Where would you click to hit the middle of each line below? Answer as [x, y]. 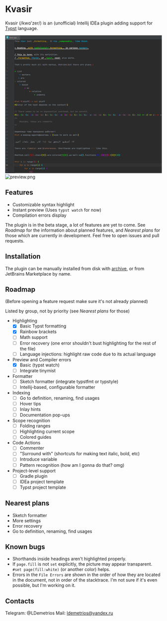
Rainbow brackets [38, 332]
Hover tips [30, 403]
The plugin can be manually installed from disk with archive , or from [75, 269]
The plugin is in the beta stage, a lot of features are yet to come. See [75, 225]
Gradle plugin [34, 476]
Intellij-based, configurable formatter [57, 387]
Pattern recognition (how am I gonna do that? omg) [72, 465]
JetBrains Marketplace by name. [38, 274]
